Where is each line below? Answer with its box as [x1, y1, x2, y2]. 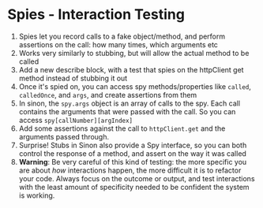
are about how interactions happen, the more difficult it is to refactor [18, 165, 242, 175]
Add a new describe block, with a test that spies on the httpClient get [18, 65, 244, 74]
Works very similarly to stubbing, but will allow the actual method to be [18, 48, 250, 58]
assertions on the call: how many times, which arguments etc [18, 39, 219, 49]
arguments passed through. [18, 132, 110, 141]
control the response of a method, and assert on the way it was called [18, 148, 246, 158]
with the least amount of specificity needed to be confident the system [18, 182, 250, 191]
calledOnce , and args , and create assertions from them [18, 90, 197, 99]
